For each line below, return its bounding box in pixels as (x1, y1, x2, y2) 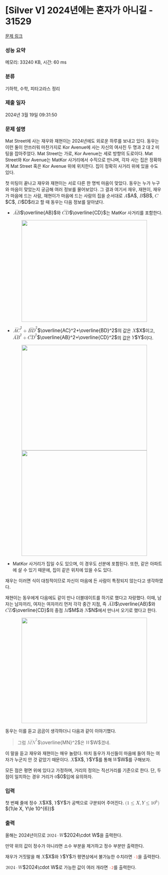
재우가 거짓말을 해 (5, 853, 40, 859)
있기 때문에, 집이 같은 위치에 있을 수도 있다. (28, 567, 113, 573)
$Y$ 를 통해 (89, 757, 112, 763)
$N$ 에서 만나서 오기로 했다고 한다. (88, 607, 157, 614)
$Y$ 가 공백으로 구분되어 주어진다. (57, 799, 124, 806)
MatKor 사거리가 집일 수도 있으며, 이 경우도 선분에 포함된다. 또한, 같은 (12, 560, 149, 567)
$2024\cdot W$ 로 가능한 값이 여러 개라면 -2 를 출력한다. (22, 864, 137, 870)
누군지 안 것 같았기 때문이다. (14, 757, 70, 763)
